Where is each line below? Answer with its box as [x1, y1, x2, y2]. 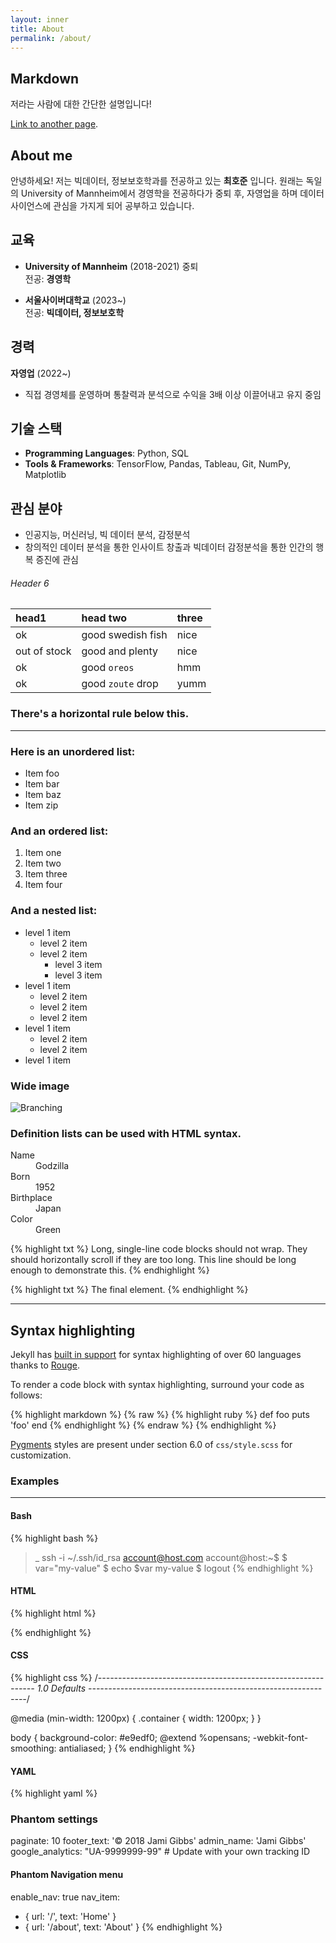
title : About [10, 24, 65, 34]
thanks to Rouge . [10, 1359, 81, 1371]
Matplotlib [24, 469, 67, 481]
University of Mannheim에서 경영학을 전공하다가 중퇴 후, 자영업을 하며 [20, 187, 298, 199]
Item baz [24, 789, 62, 801]
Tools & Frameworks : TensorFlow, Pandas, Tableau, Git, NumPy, [24, 458, 292, 470]
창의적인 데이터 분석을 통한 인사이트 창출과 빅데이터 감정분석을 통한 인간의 [24, 541, 314, 553]
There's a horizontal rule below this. [10, 707, 190, 721]
